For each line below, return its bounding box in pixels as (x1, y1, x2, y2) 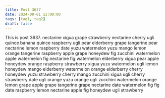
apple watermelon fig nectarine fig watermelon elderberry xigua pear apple (5, 55, 159, 62)
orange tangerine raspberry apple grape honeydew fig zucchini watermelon (5, 50, 160, 56)
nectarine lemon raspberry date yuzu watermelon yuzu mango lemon (5, 45, 147, 51)
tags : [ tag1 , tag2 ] (5, 16, 46, 21)
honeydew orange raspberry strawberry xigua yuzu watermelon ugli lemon (5, 61, 159, 67)
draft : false (5, 21, 32, 26)
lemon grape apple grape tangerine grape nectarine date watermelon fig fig (5, 82, 160, 88)
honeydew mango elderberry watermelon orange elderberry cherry (5, 66, 143, 72)
